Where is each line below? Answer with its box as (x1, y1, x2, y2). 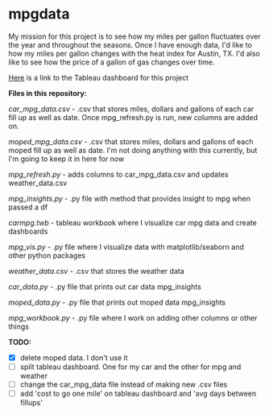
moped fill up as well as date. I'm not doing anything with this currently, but (8, 145, 258, 155)
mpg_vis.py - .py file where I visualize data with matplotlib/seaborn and (8, 242, 244, 251)
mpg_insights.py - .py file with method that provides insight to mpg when (8, 193, 251, 203)
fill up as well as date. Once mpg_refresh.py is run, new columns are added (8, 112, 259, 122)
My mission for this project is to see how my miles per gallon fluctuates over (8, 31, 261, 41)
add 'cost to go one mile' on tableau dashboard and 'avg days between (19, 388, 257, 399)
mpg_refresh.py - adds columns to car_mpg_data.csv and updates (8, 169, 229, 179)
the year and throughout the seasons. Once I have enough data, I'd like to (8, 39, 252, 49)
